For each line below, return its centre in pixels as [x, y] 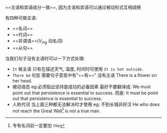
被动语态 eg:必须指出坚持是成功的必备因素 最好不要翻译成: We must [82, 86]
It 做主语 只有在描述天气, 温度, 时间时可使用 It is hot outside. [78, 69]
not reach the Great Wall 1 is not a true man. [56, 110]
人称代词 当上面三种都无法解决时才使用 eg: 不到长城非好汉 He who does [86, 104]
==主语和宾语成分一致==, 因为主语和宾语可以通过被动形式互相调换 [73, 7]
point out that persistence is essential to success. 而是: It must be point [85, 93]
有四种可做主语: [21, 18]
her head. [22, 80]
